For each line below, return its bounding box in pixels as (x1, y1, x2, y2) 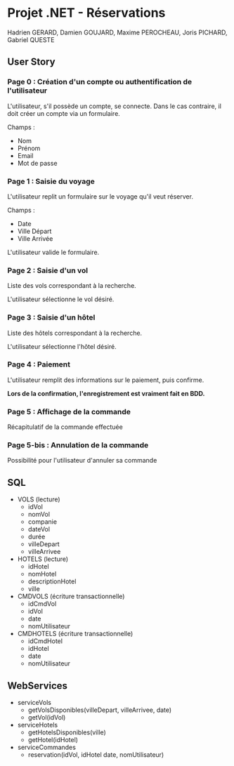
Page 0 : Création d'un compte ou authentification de (7, 77, 193, 87)
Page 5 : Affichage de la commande (7, 407, 131, 416)
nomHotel (27, 570, 57, 579)
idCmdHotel (27, 637, 63, 645)
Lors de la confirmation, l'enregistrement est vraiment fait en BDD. (7, 389, 205, 397)
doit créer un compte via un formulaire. (7, 109, 121, 117)
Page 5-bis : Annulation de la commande (7, 440, 149, 450)
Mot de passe (17, 159, 58, 167)
